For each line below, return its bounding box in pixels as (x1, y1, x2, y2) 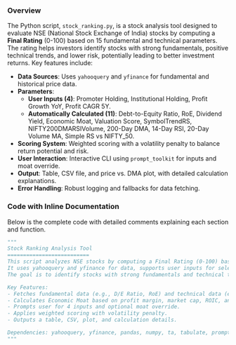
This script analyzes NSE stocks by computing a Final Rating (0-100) (7, 258, 218, 265)
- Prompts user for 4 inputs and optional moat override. (7, 304, 181, 311)
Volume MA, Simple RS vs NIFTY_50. (27, 132, 135, 140)
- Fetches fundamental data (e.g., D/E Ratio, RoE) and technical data (7, 290, 221, 297)
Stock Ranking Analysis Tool (7, 245, 93, 252)
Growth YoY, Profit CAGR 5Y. (27, 102, 111, 111)
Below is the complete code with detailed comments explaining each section (7, 217, 229, 226)
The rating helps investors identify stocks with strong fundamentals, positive (7, 44, 229, 53)
